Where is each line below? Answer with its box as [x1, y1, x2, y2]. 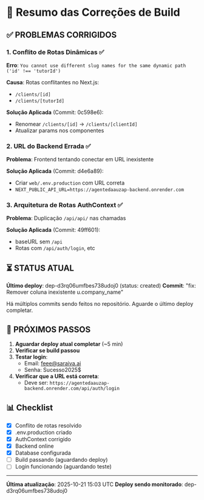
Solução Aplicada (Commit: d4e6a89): [6, 167, 104, 175]
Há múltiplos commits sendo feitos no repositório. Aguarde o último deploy [6, 300, 194, 308]
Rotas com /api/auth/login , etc [15, 245, 95, 252]
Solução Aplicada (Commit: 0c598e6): [6, 109, 104, 116]
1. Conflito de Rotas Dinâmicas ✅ [6, 48, 104, 56]
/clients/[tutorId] [15, 98, 65, 104]
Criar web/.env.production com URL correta [15, 179, 125, 187]
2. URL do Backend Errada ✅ [6, 142, 91, 150]
